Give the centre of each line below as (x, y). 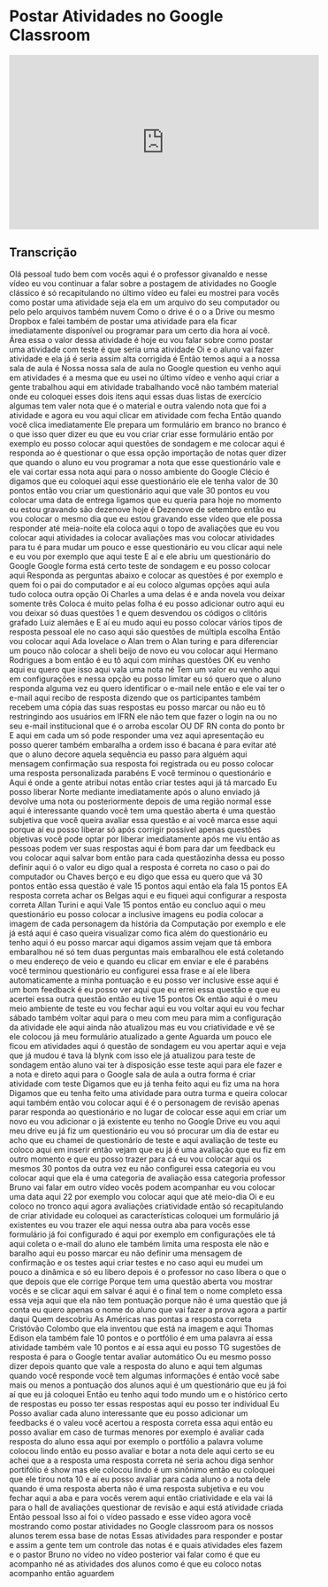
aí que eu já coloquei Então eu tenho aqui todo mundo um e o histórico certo (149, 1394)
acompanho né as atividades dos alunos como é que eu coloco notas (136, 1564)
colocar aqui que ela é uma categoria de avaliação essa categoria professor (147, 1178)
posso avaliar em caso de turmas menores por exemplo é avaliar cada (137, 1432)
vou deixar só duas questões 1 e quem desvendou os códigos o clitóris (138, 612)
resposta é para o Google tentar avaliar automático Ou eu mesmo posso (140, 1357)
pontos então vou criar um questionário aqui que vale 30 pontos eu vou (139, 490)
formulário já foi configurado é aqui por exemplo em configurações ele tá (142, 1234)
